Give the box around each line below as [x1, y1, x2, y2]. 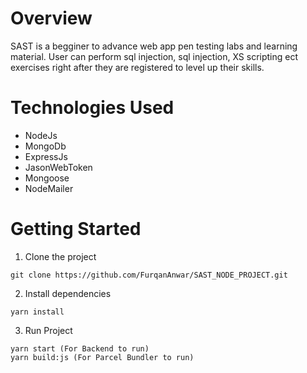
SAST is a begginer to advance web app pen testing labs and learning [10, 40, 298, 52]
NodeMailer [24, 182, 74, 194]
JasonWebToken [24, 161, 93, 173]
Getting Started [10, 218, 142, 241]
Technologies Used [10, 97, 175, 119]
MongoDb [24, 140, 67, 152]
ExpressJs [24, 150, 68, 162]
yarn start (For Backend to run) [10, 343, 150, 354]
